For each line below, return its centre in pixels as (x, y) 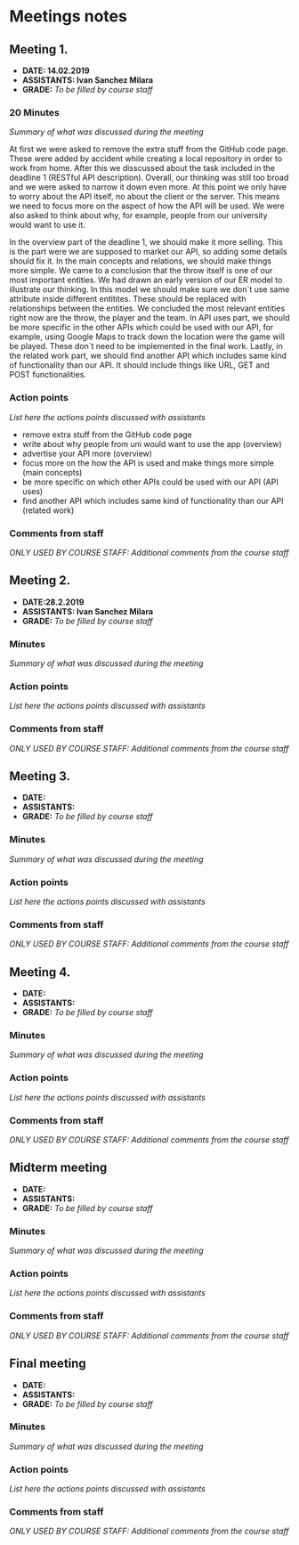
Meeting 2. (40, 581)
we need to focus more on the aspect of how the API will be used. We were (147, 206)
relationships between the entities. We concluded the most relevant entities (147, 308)
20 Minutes (34, 112)
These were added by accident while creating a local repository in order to (146, 159)
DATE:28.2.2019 (53, 602)
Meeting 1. (39, 49)
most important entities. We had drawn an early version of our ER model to (146, 280)
